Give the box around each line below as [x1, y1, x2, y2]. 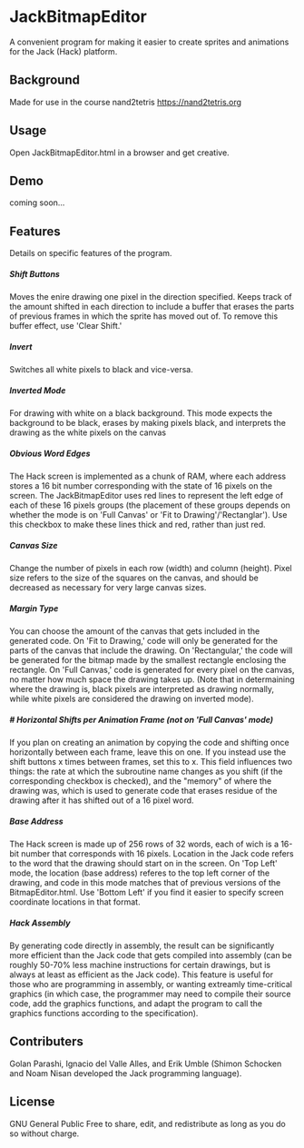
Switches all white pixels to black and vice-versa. [9, 364, 193, 375]
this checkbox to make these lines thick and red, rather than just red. [9, 520, 266, 530]
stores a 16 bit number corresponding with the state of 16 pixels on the [9, 480, 273, 491]
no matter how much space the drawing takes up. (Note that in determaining [9, 674, 295, 685]
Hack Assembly [9, 917, 71, 928]
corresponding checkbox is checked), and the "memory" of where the [9, 775, 272, 787]
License [9, 1094, 55, 1110]
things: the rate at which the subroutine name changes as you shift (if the [9, 766, 283, 777]
